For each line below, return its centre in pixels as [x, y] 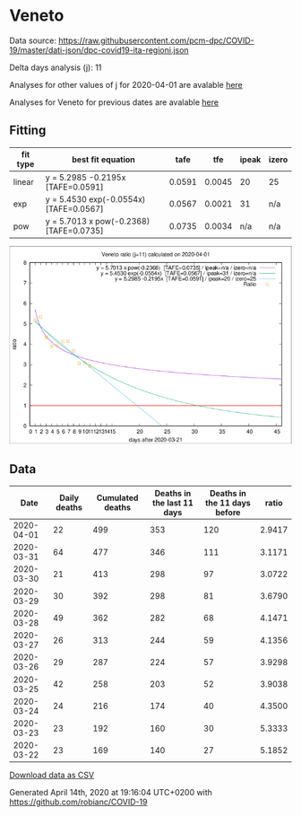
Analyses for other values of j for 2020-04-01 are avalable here [126, 84]
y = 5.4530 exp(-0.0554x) [95, 199]
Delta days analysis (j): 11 [56, 67]
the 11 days [228, 503]
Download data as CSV [52, 775]
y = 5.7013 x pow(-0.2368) [98, 221]
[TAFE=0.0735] [74, 231]
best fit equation [103, 159]
